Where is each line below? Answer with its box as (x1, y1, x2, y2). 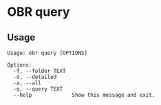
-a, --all (13, 80, 41, 86)
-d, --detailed (13, 73, 57, 80)
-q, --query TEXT (13, 86, 63, 93)
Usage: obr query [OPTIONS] (7, 49, 88, 56)
